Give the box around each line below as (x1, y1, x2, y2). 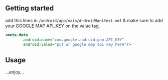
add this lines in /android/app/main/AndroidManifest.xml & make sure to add (5, 17, 163, 23)
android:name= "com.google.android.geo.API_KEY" (23, 37, 124, 42)
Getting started (5, 4, 54, 13)
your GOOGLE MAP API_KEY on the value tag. (5, 23, 100, 29)
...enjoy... (5, 69, 24, 75)
